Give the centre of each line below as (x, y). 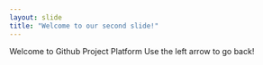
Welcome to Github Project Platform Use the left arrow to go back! (132, 51)
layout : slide (36, 17)
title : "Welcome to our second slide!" (84, 26)
